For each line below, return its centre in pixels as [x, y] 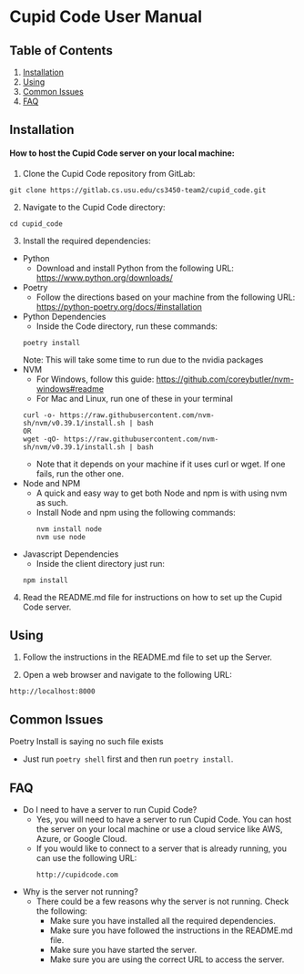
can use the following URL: [86, 858]
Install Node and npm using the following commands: [136, 512]
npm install [45, 580]
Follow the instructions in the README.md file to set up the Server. [147, 657]
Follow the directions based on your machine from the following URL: [166, 297]
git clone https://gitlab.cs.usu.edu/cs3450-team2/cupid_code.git [138, 190]
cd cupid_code [36, 224]
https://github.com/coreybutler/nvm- [225, 379]
